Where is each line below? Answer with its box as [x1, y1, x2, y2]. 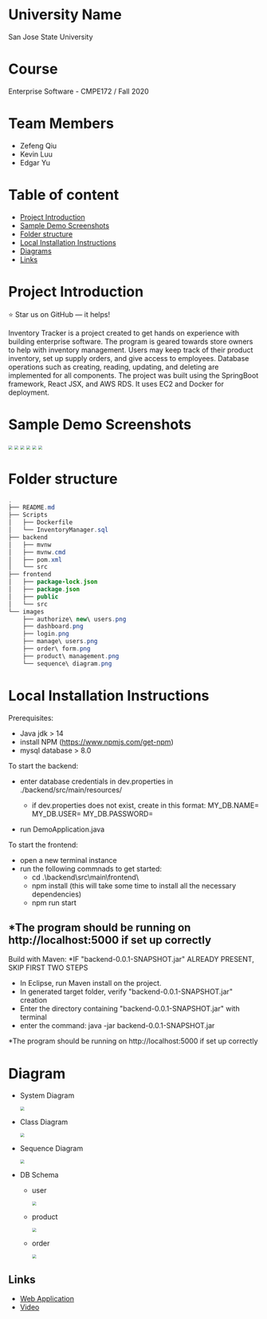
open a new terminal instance [19, 855, 117, 864]
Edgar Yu [19, 157, 50, 167]
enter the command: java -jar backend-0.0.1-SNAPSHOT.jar [19, 1021, 215, 1031]
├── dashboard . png [22, 622, 84, 630]
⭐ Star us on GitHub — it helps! [8, 309, 110, 319]
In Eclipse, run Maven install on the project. [19, 979, 162, 988]
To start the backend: [8, 761, 79, 770]
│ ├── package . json [8, 586, 80, 594]
